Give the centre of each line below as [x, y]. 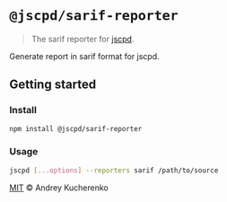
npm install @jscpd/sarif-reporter [76, 128]
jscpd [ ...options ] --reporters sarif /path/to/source [114, 170]
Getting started [53, 85]
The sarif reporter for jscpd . [83, 39]
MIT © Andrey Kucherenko [59, 188]
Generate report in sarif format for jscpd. [84, 56]
